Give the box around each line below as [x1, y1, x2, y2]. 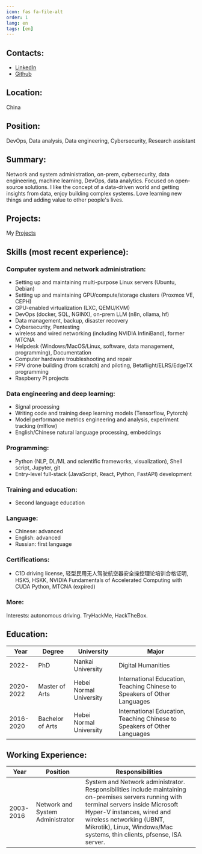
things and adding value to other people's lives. [6, 196, 124, 203]
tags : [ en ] [6, 25, 34, 32]
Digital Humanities [118, 661, 170, 669]
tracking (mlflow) [14, 422, 58, 430]
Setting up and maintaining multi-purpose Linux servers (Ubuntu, [14, 279, 176, 286]
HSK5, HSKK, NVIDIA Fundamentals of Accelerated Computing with [14, 577, 183, 584]
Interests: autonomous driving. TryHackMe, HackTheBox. [6, 611, 148, 619]
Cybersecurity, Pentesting [14, 323, 80, 330]
